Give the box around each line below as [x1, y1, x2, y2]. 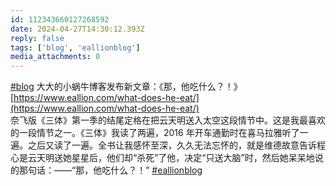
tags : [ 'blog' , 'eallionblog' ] [10, 42, 141, 53]
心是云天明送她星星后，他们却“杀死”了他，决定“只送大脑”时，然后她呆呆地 [10, 152, 315, 164]
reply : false [10, 33, 65, 43]
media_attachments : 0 [10, 52, 101, 62]
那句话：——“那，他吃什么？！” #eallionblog [18, 164, 203, 176]
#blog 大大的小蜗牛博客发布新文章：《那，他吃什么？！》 [10, 81, 243, 93]
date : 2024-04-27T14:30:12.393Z [10, 24, 145, 34]
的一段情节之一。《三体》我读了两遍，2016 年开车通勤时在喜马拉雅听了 [10, 127, 300, 139]
